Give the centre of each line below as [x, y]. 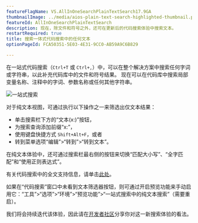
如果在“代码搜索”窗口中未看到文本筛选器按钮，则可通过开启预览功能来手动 [96, 186]
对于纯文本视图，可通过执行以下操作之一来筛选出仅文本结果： [81, 107]
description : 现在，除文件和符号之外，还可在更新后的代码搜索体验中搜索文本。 [91, 28]
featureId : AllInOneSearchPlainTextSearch [59, 22]
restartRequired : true [34, 34]
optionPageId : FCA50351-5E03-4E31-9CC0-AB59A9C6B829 [72, 45]
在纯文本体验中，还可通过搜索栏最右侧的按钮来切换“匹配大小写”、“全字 [92, 154]
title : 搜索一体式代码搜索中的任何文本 [48, 39]
